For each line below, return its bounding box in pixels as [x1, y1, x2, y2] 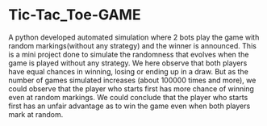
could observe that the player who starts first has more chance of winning [8, 83, 254, 94]
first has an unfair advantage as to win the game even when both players [8, 101, 251, 111]
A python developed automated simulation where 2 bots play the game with [8, 32, 260, 42]
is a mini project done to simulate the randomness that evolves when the [8, 49, 249, 59]
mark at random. [8, 109, 64, 119]
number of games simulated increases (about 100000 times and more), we [8, 75, 257, 85]
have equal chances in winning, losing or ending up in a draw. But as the [8, 66, 248, 76]
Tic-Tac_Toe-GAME [8, 6, 141, 24]
